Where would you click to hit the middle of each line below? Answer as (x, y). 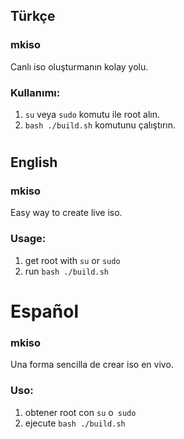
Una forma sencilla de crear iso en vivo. (92, 365)
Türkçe (33, 16)
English (34, 162)
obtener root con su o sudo (80, 412)
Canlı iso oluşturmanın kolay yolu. (79, 66)
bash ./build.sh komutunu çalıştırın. (100, 125)
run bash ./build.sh (66, 271)
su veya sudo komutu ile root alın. (92, 114)
